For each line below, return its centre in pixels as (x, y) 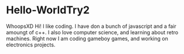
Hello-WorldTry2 (48, 10)
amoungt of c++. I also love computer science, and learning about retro (92, 32)
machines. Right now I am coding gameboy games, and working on (87, 38)
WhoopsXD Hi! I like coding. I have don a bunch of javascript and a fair (91, 26)
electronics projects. (31, 45)
